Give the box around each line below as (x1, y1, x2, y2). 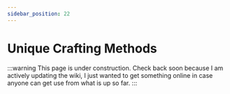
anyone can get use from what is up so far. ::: (7, 79, 138, 87)
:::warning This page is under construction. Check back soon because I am (7, 64, 224, 72)
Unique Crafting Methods (7, 40, 157, 56)
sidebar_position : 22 (7, 10, 71, 18)
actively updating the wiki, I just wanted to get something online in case (7, 71, 213, 79)
